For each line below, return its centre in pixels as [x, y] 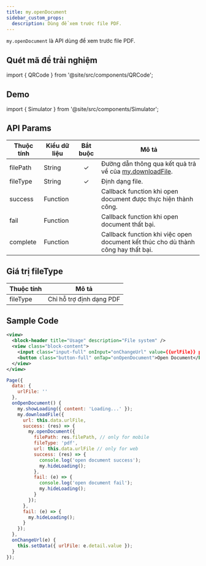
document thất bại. [128, 224]
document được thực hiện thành [147, 199]
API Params [29, 129]
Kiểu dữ [57, 145]
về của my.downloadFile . [137, 171]
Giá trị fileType [35, 272]
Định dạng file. [122, 181]
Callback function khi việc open [146, 234]
